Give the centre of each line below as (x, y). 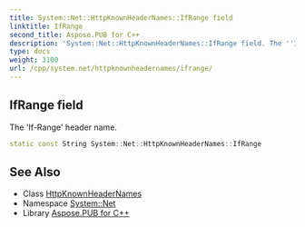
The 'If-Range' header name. (64, 127)
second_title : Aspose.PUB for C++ (75, 35)
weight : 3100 (34, 60)
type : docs (30, 52)
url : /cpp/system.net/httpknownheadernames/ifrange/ (111, 69)
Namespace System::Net (69, 203)
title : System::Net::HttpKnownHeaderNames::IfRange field (121, 18)
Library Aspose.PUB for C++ (76, 213)
